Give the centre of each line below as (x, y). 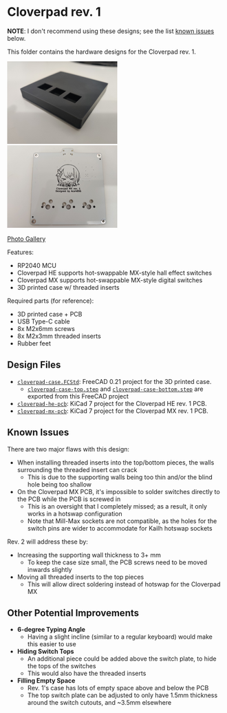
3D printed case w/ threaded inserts (68, 287)
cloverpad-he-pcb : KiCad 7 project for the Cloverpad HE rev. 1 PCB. (112, 403)
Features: (21, 252)
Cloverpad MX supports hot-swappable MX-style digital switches (110, 280)
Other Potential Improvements (73, 613)
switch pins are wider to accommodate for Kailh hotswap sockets (120, 528)
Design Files (34, 365)
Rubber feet (34, 343)
